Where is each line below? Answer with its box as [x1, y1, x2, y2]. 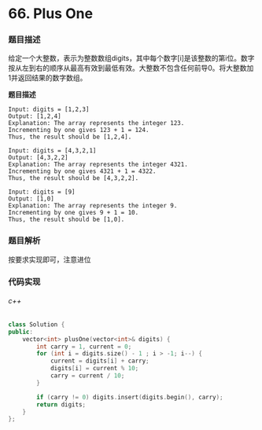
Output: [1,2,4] [8, 112, 61, 120]
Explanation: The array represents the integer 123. [8, 119, 185, 127]
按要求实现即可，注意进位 [8, 255, 91, 264]
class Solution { [8, 320, 65, 329]
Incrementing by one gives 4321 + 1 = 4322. [8, 167, 157, 175]
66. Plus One [8, 5, 93, 23]
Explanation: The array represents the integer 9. [8, 202, 178, 210]
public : [8, 328, 34, 336]
